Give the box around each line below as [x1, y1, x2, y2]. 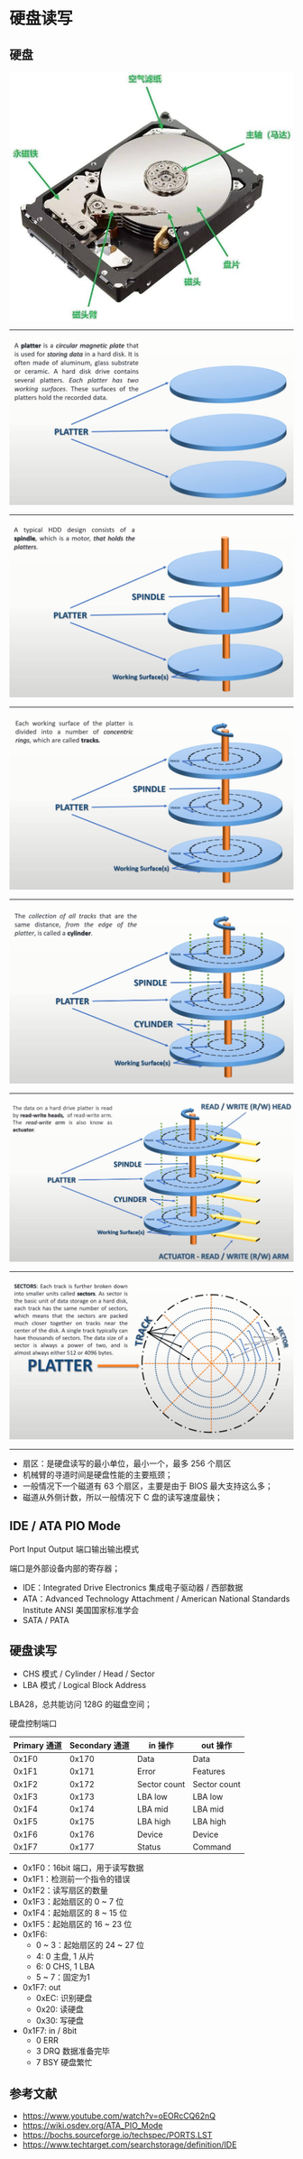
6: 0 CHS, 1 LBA [35, 1961, 95, 1972]
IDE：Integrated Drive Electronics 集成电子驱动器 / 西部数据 [22, 1582, 243, 1592]
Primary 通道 [13, 1739, 62, 1750]
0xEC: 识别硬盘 [35, 1993, 93, 2004]
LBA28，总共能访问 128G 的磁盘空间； [9, 1699, 153, 1710]
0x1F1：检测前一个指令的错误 [22, 1874, 131, 1885]
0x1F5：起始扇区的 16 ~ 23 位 [22, 1919, 133, 1930]
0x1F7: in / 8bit [22, 2025, 78, 2036]
